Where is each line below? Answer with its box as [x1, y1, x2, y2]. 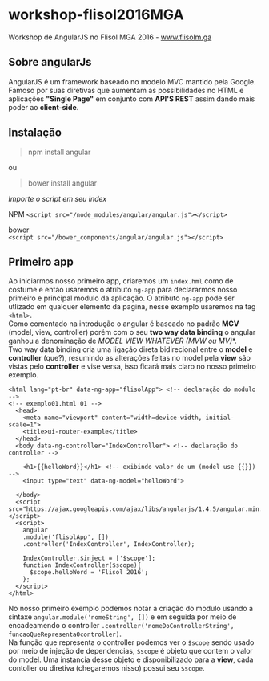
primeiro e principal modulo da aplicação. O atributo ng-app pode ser [8, 293, 235, 303]
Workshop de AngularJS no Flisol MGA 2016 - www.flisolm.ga [8, 32, 212, 42]
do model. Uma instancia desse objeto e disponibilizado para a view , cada [8, 654, 254, 664]
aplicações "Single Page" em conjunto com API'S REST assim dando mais [8, 94, 255, 104]
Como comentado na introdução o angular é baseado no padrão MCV [8, 319, 239, 328]
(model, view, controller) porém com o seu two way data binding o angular [8, 328, 256, 337]
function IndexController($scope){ [22, 561, 142, 569]
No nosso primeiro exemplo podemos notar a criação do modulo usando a [8, 604, 254, 614]
